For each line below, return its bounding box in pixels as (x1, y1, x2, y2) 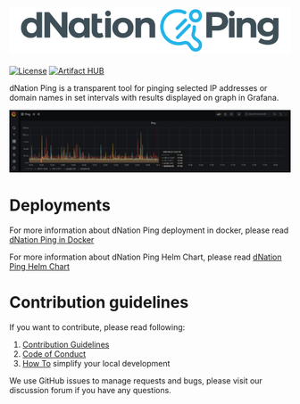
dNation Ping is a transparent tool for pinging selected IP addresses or (9, 83, 268, 94)
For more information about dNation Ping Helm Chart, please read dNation (9, 251, 282, 262)
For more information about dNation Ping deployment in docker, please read (9, 225, 289, 235)
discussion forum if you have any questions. (9, 384, 171, 395)
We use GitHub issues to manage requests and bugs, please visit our (9, 375, 263, 386)
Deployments (9, 195, 112, 216)
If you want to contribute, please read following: (9, 321, 186, 333)
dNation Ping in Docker (9, 234, 95, 244)
